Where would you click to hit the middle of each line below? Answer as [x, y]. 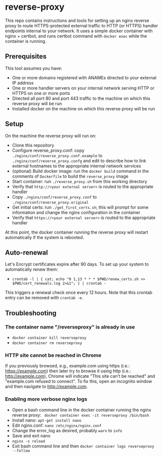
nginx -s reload [28, 441]
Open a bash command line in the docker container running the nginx [81, 410]
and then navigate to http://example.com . [46, 386]
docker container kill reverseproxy [49, 338]
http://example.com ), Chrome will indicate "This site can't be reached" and [80, 376]
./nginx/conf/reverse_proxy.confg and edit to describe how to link [79, 161]
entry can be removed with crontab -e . [44, 298]
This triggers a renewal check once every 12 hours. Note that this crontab [79, 292]
